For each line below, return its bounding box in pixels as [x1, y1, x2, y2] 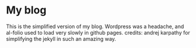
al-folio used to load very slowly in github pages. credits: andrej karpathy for [6, 29, 190, 36]
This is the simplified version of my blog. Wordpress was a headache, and [6, 23, 184, 30]
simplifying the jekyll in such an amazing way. [6, 35, 116, 42]
